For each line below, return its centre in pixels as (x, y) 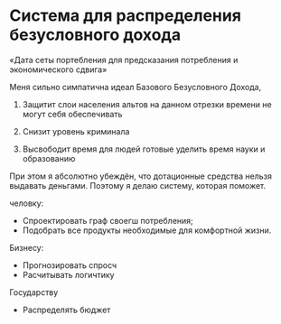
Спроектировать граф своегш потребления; (108, 220)
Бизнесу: (27, 247)
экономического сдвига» (58, 69)
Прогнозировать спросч (70, 265)
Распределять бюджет (66, 310)
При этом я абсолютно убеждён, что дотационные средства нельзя (141, 176)
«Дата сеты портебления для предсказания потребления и (124, 60)
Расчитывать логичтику (68, 274)
